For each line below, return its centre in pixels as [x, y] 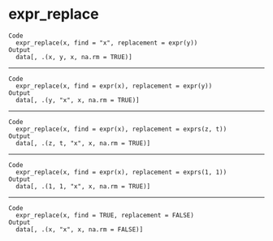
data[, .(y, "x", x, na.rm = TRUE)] [78, 100]
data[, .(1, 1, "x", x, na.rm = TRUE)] [83, 186]
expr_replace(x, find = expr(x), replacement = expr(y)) [114, 86]
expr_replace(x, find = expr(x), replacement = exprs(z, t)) [121, 129]
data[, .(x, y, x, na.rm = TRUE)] [74, 57]
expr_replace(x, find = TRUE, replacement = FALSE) [105, 215]
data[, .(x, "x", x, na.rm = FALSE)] [80, 229]
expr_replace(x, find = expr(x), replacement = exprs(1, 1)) [121, 172]
